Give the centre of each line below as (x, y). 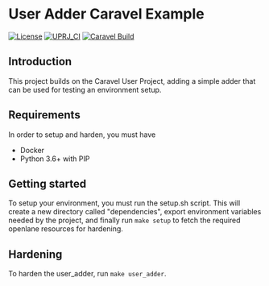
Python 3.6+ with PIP (55, 159)
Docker (32, 150)
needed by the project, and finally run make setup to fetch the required (124, 220)
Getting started (48, 183)
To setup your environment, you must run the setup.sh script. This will (124, 203)
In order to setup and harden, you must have (82, 135)
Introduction (40, 62)
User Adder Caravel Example (107, 14)
